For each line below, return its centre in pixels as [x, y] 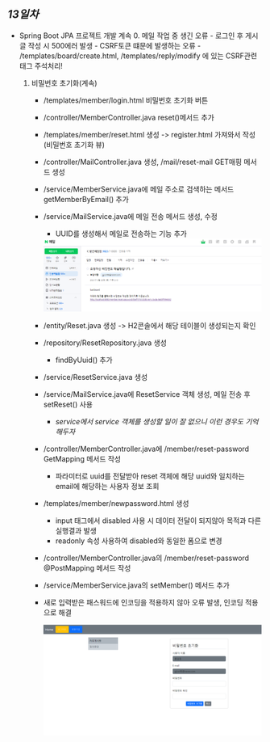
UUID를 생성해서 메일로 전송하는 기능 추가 [121, 234]
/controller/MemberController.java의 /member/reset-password [146, 558]
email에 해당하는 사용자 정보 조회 [107, 486]
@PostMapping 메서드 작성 [87, 567]
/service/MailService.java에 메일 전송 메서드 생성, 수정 [131, 216]
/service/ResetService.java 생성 [96, 377]
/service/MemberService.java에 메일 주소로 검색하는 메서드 [139, 189]
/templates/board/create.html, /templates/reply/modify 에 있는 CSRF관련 [138, 56]
